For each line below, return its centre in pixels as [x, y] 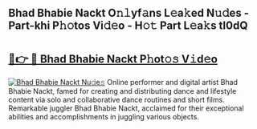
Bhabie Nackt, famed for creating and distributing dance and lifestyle [122, 91]
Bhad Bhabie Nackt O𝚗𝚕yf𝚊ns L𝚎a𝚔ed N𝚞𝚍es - [129, 13]
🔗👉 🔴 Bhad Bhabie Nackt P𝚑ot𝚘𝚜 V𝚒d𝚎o [113, 59]
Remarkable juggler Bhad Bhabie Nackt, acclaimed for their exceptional [126, 108]
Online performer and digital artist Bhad [173, 82]
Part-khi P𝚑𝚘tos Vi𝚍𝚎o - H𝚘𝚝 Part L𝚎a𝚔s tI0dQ [128, 26]
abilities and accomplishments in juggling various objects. [104, 117]
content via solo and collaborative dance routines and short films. [116, 100]
